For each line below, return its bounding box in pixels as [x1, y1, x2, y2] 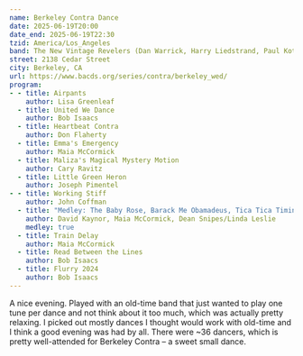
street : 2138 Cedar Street [9, 55, 111, 64]
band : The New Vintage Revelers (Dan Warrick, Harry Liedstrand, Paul [9, 47, 280, 56]
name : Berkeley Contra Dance [9, 13, 119, 23]
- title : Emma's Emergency [17, 139, 119, 148]
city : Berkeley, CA [9, 64, 83, 73]
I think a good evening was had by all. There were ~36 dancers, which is [9, 326, 279, 337]
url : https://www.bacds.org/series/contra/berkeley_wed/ [9, 72, 228, 81]
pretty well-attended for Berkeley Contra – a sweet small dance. [9, 335, 246, 347]
